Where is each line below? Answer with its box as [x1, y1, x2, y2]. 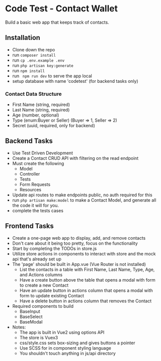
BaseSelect [19, 314, 43, 320]
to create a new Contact [19, 282, 69, 288]
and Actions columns [19, 272, 63, 278]
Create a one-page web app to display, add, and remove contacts [12, 235, 146, 241]
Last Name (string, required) [12, 107, 70, 113]
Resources [19, 186, 42, 192]
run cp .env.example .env [12, 57, 65, 63]
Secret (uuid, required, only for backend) [12, 123, 95, 129]
